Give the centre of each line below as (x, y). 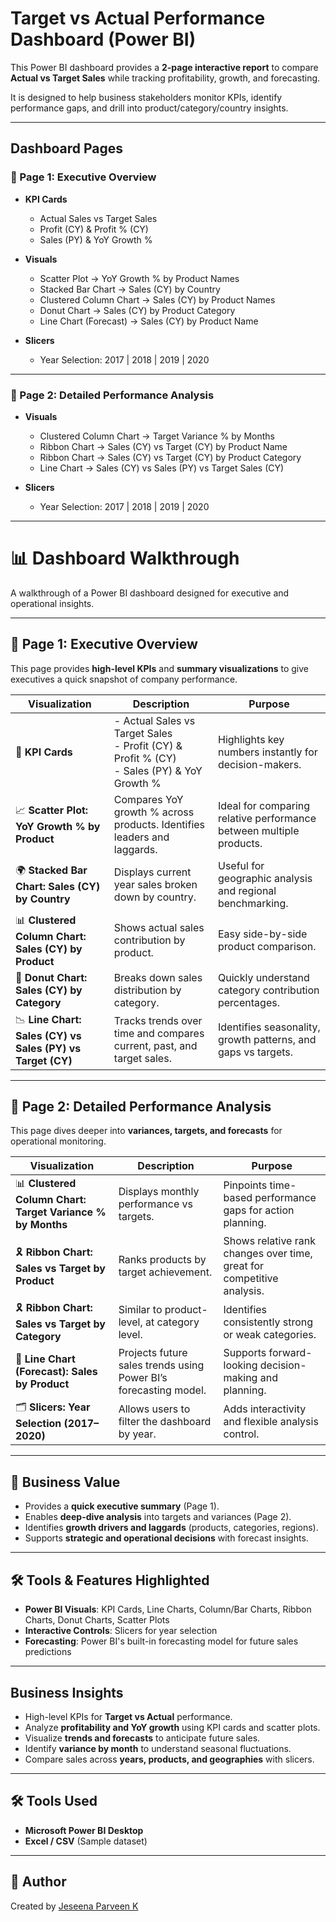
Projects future (153, 1353)
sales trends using (161, 1365)
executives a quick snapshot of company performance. (124, 679)
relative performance (267, 818)
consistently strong (268, 1322)
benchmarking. (253, 903)
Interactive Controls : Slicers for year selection (121, 1631)
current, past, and (155, 1046)
